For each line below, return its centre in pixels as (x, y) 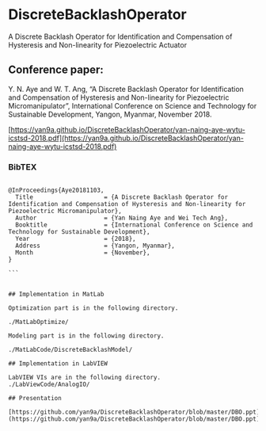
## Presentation (35, 399)
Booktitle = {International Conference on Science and (134, 225)
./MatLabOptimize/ (38, 322)
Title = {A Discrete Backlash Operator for (122, 197)
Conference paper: (56, 70)
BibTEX (23, 166)
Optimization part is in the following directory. (93, 308)
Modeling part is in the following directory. (86, 336)
